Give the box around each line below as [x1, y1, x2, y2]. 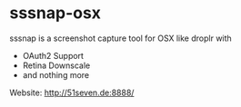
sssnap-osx [9, 3, 102, 24]
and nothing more [22, 69, 90, 80]
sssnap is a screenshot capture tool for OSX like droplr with [9, 33, 232, 44]
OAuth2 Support [22, 50, 85, 61]
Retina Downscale [22, 60, 91, 71]
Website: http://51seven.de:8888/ [9, 87, 135, 98]
